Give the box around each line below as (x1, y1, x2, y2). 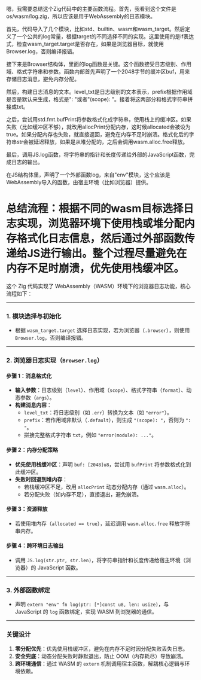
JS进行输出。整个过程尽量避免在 (27, 247, 187, 260)
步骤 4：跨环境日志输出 (6, 542, 64, 549)
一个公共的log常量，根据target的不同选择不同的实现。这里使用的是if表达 (16, 33, 194, 40)
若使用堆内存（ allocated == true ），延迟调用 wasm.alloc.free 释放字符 (14, 520, 190, 527)
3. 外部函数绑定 (6, 586, 51, 594)
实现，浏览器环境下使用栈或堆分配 (17, 217, 185, 230)
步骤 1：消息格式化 (6, 372, 52, 379)
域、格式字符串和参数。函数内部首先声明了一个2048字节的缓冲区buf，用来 (6, 68, 190, 75)
